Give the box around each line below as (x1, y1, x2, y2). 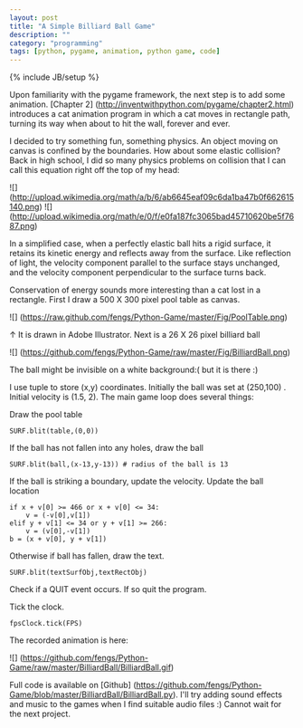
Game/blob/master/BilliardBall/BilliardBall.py (9, 689, 174, 700)
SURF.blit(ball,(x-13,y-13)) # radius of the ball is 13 (9, 460, 229, 469)
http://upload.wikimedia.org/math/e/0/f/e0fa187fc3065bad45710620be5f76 (12, 211, 295, 222)
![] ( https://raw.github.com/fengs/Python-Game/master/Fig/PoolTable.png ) (9, 311, 288, 322)
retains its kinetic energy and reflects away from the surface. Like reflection (9, 248, 291, 259)
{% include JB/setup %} (9, 72, 99, 82)
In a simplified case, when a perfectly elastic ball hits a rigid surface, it (9, 238, 271, 249)
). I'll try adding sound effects (172, 689, 283, 700)
